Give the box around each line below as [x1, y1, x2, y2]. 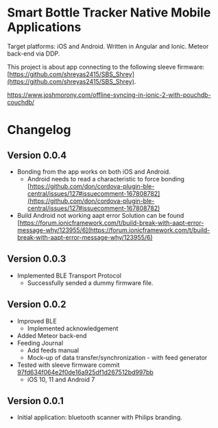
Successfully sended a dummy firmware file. [27, 278, 154, 286]
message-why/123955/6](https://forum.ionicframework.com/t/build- [16, 225, 210, 234]
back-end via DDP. [7, 49, 60, 58]
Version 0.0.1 [7, 395, 64, 407]
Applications [7, 19, 82, 35]
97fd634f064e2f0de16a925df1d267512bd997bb [16, 368, 154, 376]
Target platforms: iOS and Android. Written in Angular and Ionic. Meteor [7, 42, 209, 50]
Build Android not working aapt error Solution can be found [16, 211, 184, 219]
